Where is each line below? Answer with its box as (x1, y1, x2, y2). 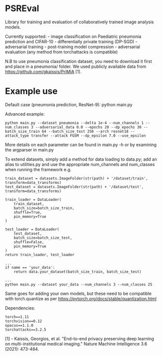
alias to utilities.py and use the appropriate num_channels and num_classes (5, 161, 155, 167)
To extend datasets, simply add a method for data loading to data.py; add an (5, 156, 157, 162)
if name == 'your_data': (5, 265, 55, 270)
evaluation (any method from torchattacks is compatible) (5, 49, 118, 55)
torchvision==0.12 (5, 319, 42, 324)
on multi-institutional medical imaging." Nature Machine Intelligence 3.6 (5, 340, 147, 347)
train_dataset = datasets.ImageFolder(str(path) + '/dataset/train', (5, 176, 148, 181)
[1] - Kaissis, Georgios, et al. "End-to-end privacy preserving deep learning (5, 336, 154, 341)
